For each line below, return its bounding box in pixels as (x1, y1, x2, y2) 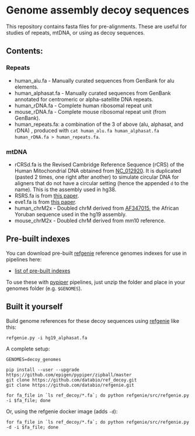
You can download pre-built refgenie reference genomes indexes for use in (6, 250, 187, 257)
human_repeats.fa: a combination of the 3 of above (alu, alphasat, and (14, 121, 184, 128)
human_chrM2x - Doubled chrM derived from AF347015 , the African (14, 205, 179, 212)
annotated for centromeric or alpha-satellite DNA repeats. (14, 96, 154, 103)
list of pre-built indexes (14, 267, 71, 274)
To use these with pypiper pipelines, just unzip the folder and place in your (6, 278, 186, 285)
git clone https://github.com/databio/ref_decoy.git (6, 377, 137, 383)
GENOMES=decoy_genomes (6, 356, 61, 362)
